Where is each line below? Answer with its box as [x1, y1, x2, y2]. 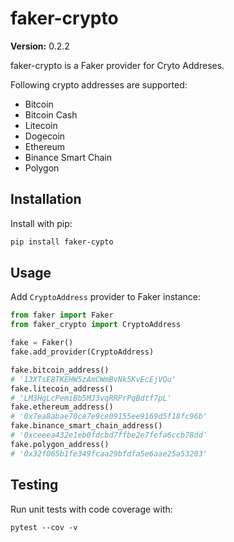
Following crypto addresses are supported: [10, 78, 188, 91]
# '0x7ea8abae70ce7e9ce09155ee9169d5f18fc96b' [10, 412, 208, 422]
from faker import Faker [10, 310, 114, 321]
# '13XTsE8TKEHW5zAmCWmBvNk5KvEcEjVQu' [10, 374, 177, 384]
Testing [10, 477, 59, 494]
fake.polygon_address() [10, 439, 110, 449]
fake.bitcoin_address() [10, 365, 110, 375]
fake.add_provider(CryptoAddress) [10, 347, 155, 357]
